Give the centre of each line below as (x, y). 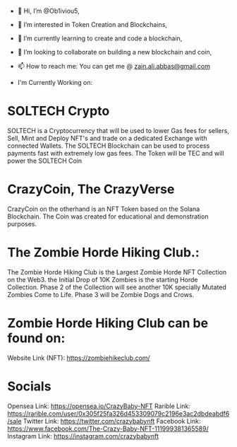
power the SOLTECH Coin (45, 161)
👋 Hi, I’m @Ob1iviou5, (48, 11)
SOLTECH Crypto (59, 111)
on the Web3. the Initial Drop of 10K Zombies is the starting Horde (103, 279)
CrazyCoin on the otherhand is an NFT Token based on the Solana (104, 209)
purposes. (22, 223)
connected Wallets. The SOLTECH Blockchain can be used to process (109, 146)
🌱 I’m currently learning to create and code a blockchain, (100, 38)
